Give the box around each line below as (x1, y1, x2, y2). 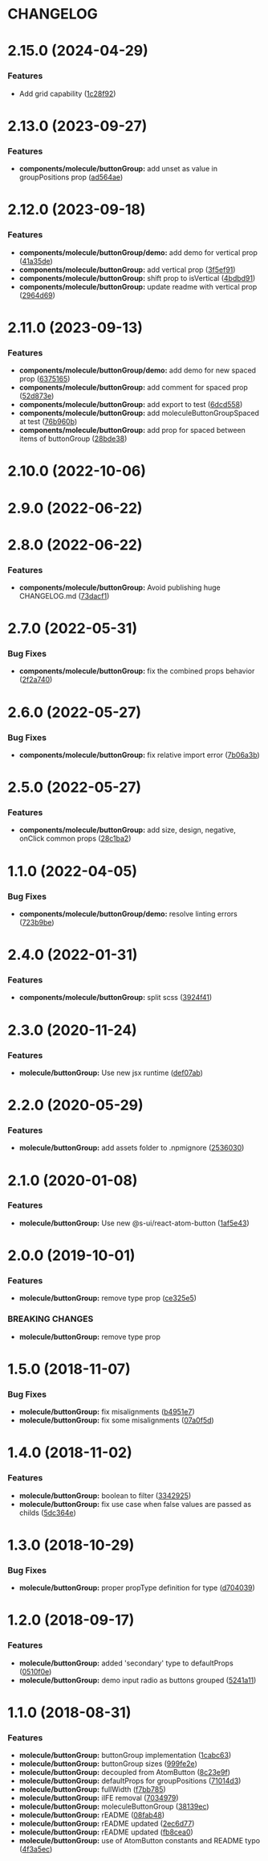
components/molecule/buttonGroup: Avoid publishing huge (18, 583, 221, 592)
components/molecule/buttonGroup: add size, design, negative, (18, 826, 236, 835)
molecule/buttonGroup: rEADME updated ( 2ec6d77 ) (18, 1819, 195, 1829)
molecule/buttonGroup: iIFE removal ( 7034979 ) (18, 1793, 179, 1803)
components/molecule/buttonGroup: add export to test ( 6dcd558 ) (18, 400, 243, 410)
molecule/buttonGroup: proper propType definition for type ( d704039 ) (18, 1583, 256, 1593)
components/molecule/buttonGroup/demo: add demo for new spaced (18, 365, 257, 375)
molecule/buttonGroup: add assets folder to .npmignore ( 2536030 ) (18, 1143, 245, 1153)
